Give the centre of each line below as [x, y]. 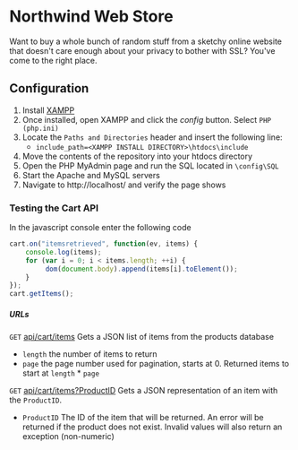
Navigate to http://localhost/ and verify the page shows [124, 185]
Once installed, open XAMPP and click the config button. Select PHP [146, 119]
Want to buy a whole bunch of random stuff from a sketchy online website [146, 41]
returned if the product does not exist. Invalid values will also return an [152, 427]
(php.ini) [41, 128]
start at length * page [61, 373]
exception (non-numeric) [68, 437]
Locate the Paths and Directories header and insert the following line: [153, 137]
